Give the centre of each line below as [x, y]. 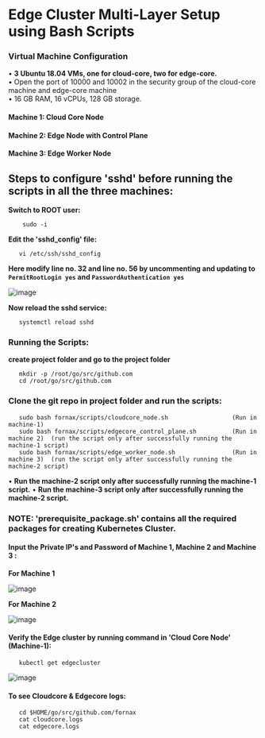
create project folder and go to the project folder [89, 360]
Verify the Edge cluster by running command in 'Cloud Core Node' [120, 638]
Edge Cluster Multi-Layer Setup [114, 15]
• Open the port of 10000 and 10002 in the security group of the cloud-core [132, 82]
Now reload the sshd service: [58, 308]
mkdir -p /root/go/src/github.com [76, 374]
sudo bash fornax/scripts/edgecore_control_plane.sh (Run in [138, 431]
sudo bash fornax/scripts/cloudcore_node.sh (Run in [138, 417]
